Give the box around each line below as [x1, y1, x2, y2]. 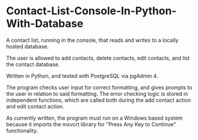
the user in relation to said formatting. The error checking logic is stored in [6, 90, 188, 97]
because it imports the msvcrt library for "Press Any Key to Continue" [6, 120, 177, 127]
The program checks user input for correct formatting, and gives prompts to [6, 83, 193, 91]
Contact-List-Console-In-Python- [6, 4, 177, 18]
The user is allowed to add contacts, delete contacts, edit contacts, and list [6, 54, 190, 61]
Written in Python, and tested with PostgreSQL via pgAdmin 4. [6, 72, 159, 79]
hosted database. [6, 43, 49, 50]
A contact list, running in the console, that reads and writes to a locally [6, 36, 179, 43]
